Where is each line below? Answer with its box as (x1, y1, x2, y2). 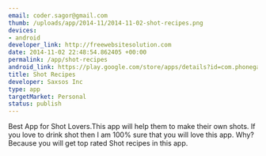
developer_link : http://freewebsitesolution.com (8, 41, 172, 49)
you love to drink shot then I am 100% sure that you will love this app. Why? (8, 130, 255, 139)
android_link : (8, 63, 55, 71)
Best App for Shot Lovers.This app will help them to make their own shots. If (8, 122, 256, 131)
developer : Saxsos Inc (8, 78, 83, 86)
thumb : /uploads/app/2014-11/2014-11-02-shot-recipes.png (8, 19, 203, 27)
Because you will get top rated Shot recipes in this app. (8, 139, 188, 148)
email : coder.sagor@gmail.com (8, 11, 108, 20)
